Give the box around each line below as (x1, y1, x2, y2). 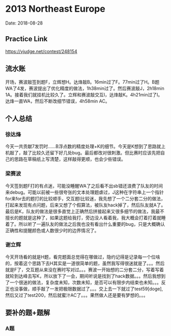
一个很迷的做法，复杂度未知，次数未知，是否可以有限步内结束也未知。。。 (9, 279, 161, 286)
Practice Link (5, 35, 48, 43)
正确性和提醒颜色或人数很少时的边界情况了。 (5, 227, 99, 234)
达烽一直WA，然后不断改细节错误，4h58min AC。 (5, 98, 110, 104)
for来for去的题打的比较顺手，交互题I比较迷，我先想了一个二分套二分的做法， (5, 195, 165, 201)
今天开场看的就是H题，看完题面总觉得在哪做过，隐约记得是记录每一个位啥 (5, 253, 160, 260)
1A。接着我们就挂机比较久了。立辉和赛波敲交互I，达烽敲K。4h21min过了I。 (5, 91, 163, 97)
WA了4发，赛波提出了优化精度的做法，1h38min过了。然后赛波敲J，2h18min (5, 85, 164, 91)
